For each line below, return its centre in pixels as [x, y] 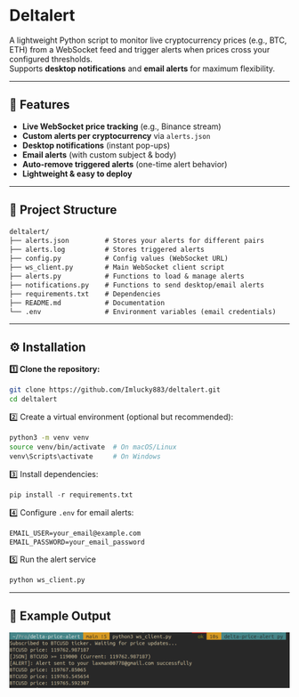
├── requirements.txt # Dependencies [85, 294]
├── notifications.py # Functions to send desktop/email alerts [137, 285]
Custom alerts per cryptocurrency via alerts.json [116, 135]
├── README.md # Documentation [87, 303]
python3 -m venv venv [49, 438]
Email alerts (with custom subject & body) [99, 154]
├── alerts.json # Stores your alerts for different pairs [137, 240]
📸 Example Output [60, 616]
